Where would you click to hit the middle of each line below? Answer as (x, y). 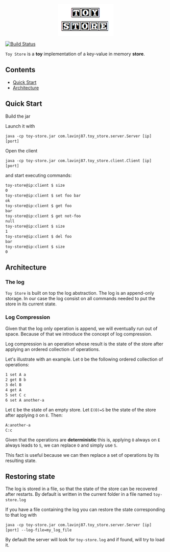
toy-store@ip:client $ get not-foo (43, 216)
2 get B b (16, 380)
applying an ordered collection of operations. (53, 349)
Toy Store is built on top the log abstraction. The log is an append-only (80, 293)
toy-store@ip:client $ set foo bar (43, 195)
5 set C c (16, 395)
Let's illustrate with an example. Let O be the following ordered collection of (84, 359)
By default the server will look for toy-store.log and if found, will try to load (85, 540)
